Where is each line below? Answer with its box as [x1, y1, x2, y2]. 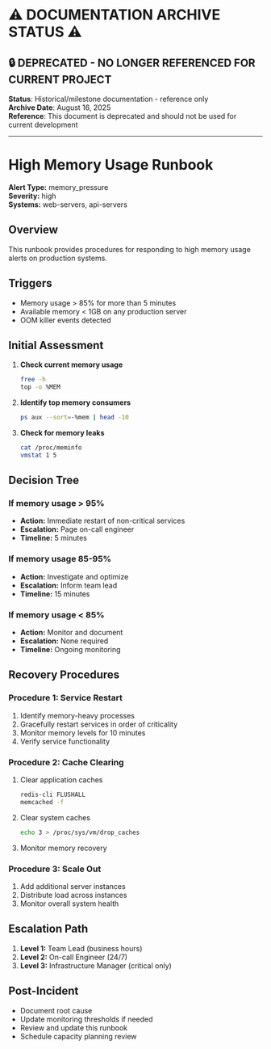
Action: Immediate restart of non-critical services [19, 516, 186, 526]
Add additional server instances [19, 881, 127, 891]
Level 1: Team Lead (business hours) [19, 943, 143, 953]
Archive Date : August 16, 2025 [8, 103, 111, 112]
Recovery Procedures [8, 668, 120, 682]
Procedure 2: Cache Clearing [8, 756, 124, 768]
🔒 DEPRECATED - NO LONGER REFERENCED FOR [8, 56, 256, 70]
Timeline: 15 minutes [19, 588, 90, 599]
